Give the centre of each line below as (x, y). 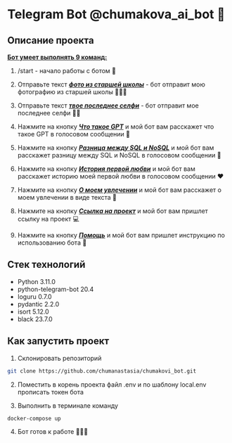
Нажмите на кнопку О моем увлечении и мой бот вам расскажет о (119, 190)
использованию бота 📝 (52, 243)
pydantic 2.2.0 (38, 304)
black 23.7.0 (35, 319)
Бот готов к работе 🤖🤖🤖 (53, 432)
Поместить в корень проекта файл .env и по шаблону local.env (112, 384)
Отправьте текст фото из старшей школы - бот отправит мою (111, 84)
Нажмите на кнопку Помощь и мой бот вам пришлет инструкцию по (121, 235)
